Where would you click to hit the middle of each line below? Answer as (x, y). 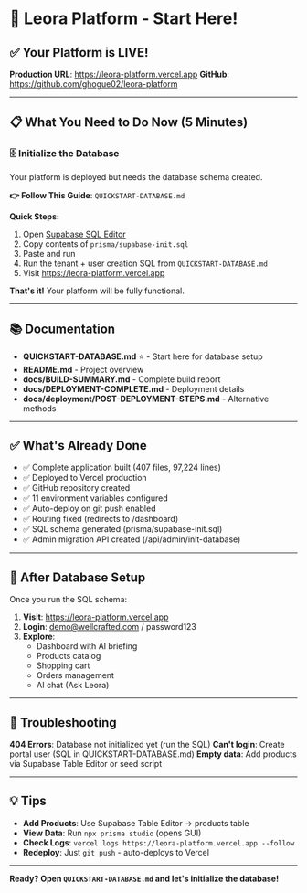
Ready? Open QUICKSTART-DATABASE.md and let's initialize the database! (144, 878)
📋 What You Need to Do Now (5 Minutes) (129, 122)
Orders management (75, 675)
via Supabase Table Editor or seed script (86, 763)
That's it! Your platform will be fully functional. (97, 291)
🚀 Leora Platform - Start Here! (124, 19)
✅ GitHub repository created (76, 488)
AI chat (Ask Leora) (73, 686)
